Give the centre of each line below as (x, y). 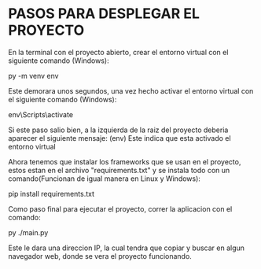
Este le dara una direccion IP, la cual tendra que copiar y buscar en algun (127, 248)
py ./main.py (28, 232)
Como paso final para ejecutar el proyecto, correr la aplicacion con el (120, 208)
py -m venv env (33, 76)
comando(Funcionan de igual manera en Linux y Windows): (104, 179)
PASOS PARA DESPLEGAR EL (104, 14)
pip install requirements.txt (51, 193)
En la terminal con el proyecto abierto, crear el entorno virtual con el (118, 52)
